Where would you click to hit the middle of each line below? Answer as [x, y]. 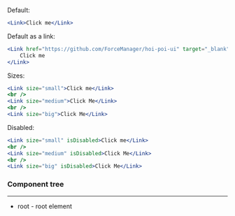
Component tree [36, 185]
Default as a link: [31, 36]
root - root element [44, 206]
